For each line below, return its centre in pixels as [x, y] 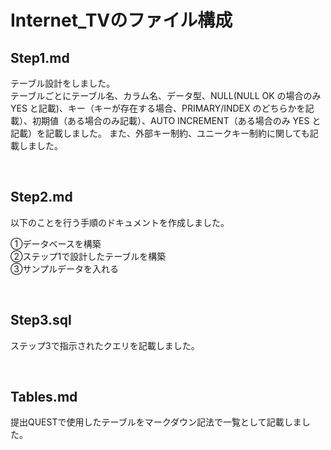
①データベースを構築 [56, 243]
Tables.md [44, 397]
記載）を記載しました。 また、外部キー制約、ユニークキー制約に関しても [160, 133]
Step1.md [40, 57]
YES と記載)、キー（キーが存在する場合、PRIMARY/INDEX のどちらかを [158, 108]
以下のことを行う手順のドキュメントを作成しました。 [120, 222]
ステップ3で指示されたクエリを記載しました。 [105, 345]
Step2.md [41, 197]
